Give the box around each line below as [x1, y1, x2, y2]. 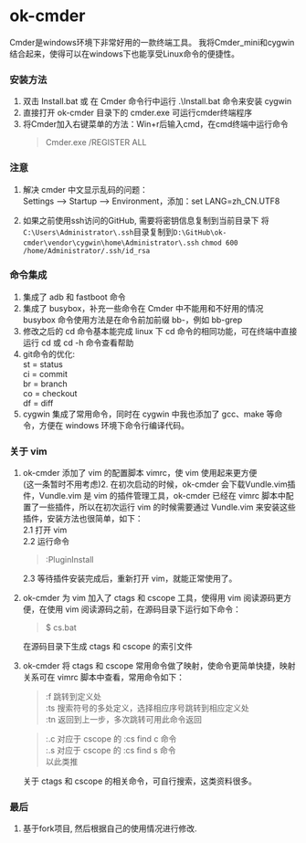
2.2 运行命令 [22, 536, 70, 547]
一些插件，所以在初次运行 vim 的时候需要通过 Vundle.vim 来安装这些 [38, 501, 296, 512]
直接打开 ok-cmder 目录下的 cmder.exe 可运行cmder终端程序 [22, 107, 253, 119]
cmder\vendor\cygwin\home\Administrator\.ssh [22, 238, 199, 248]
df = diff [22, 397, 54, 408]
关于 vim [9, 445, 47, 458]
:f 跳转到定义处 [45, 691, 102, 702]
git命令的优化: [22, 348, 76, 359]
